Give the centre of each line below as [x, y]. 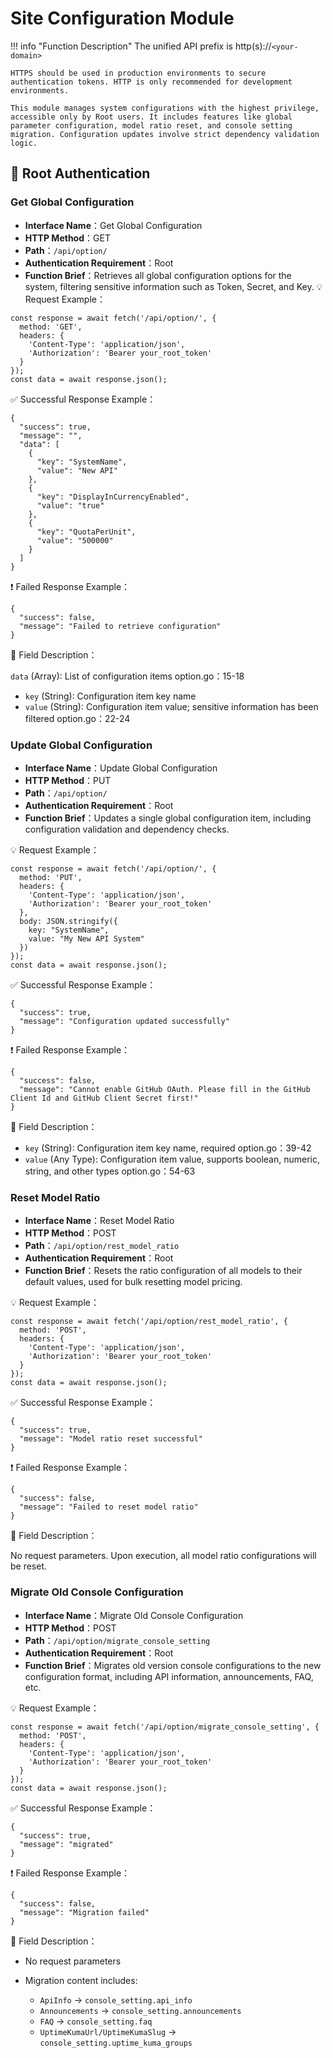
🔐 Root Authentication [80, 173]
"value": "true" [70, 505]
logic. [24, 143]
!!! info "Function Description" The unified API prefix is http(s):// [141, 46]
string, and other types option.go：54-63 [110, 1171]
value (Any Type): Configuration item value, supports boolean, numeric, [172, 1159]
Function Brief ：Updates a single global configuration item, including [168, 818]
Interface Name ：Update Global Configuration [121, 768]
